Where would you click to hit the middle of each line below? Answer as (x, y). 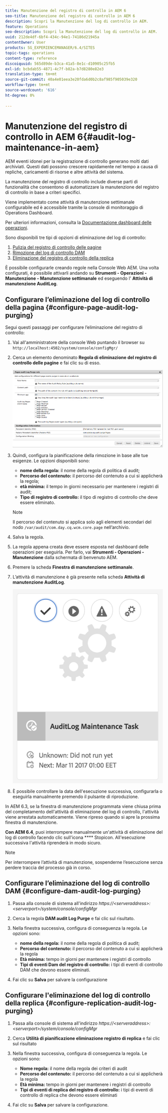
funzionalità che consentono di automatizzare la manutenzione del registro (82, 187)
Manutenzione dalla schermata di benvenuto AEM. (65, 557)
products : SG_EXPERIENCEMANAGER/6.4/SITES (50, 48)
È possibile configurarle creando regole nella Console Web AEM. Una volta (82, 268)
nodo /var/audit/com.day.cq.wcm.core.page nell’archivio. (71, 527)
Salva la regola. (28, 537)
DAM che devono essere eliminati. (55, 970)
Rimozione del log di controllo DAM (48, 253)
